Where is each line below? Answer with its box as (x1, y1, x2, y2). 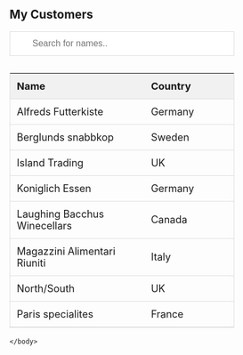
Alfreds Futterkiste (16, 105, 104, 118)
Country (150, 79, 191, 93)
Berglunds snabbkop (16, 131, 115, 143)
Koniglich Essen (16, 182, 92, 195)
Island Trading (16, 156, 84, 169)
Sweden (150, 131, 190, 143)
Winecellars (16, 219, 73, 232)
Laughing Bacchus (16, 207, 104, 221)
